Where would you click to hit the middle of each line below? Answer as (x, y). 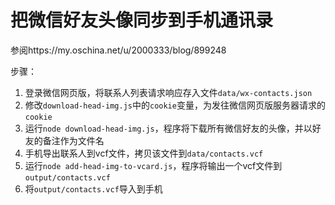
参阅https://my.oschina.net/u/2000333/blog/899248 (118, 50)
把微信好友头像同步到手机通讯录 (142, 20)
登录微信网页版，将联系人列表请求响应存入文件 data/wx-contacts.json (168, 92)
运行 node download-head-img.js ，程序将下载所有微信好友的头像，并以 (168, 128)
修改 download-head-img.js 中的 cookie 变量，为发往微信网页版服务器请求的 (175, 105)
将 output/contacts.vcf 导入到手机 (93, 188)
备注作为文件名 (73, 140)
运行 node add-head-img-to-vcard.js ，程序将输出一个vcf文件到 (153, 165)
